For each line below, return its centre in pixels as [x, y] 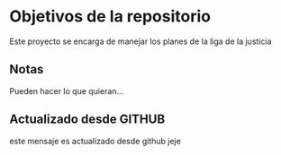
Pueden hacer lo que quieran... [67, 90]
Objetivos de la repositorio [110, 17]
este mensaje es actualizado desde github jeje [95, 141]
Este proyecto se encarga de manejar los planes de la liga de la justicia [140, 41]
